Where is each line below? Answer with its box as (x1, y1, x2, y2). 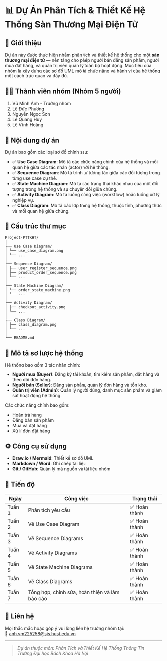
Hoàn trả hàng (12, 412, 42, 418)
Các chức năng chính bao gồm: (5, 402, 70, 408)
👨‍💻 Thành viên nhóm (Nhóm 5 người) (5, 87, 121, 96)
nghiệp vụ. (12, 197, 35, 203)
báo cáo (28, 595, 47, 602)
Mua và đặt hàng (12, 423, 47, 429)
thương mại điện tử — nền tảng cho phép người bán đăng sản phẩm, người (5, 57, 159, 63)
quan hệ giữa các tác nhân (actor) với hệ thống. (12, 164, 110, 170)
